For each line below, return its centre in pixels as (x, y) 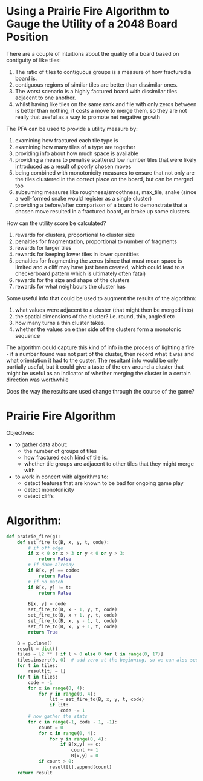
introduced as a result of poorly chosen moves (73, 166)
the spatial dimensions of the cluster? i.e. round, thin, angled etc (95, 316)
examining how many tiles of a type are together (75, 147)
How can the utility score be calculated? (56, 223)
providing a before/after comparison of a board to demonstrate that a (101, 205)
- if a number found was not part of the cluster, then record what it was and (100, 354)
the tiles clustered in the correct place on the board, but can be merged (104, 179)
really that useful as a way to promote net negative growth (87, 117)
